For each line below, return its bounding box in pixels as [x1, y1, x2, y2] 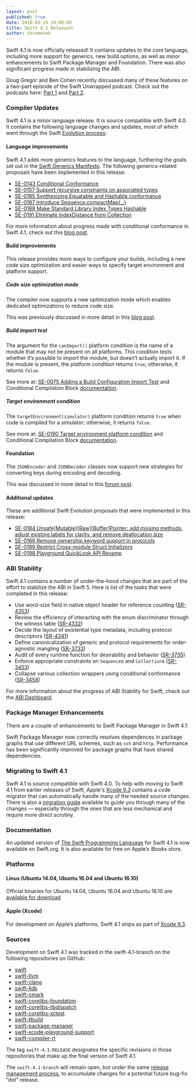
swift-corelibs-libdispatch [14, 1003, 77, 1010]
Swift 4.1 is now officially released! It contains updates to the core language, [6, 46, 189, 53]
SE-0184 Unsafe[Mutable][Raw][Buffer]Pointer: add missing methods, [14, 525, 183, 532]
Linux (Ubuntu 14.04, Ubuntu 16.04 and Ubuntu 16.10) [6, 874, 139, 881]
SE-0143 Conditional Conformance [14, 180, 99, 187]
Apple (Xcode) [6, 908, 43, 915]
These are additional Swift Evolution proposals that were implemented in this [6, 507, 191, 514]
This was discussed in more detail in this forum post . [6, 480, 133, 487]
